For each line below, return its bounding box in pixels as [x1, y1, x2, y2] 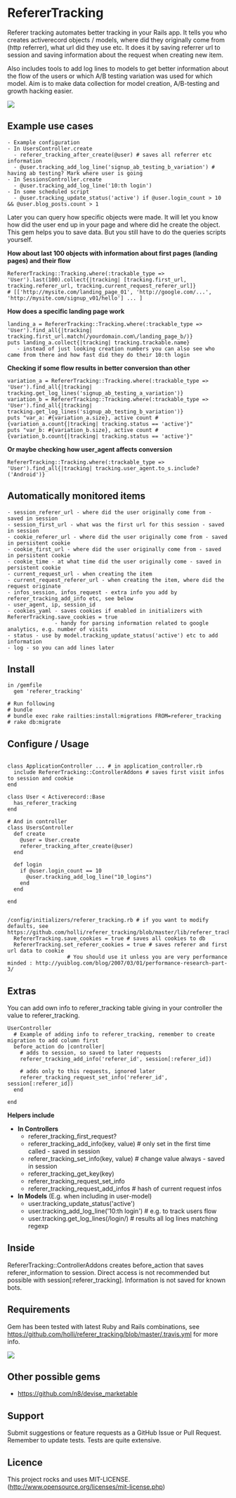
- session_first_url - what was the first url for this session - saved [7, 521, 225, 528]
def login [13, 861, 42, 868]
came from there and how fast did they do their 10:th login [7, 351, 190, 358]
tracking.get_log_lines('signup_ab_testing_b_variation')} [7, 408, 184, 415]
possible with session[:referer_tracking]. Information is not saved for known [7, 1276, 226, 1284]
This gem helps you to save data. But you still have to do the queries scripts [7, 227, 226, 236]
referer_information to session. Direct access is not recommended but [7, 1268, 210, 1276]
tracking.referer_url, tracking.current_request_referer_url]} [7, 282, 197, 289]
